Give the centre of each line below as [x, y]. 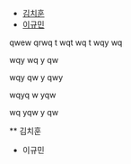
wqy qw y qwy [36, 77]
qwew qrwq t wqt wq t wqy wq [66, 42]
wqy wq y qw [34, 60]
